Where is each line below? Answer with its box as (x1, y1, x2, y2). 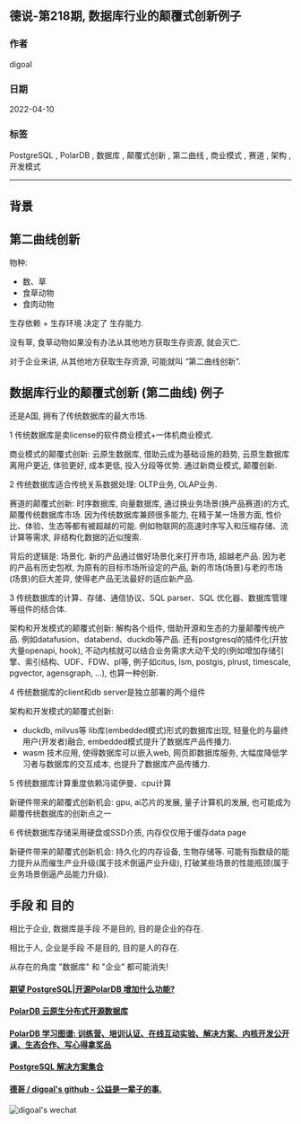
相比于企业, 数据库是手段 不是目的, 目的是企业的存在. (9, 924, 203, 934)
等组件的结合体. (9, 604, 67, 615)
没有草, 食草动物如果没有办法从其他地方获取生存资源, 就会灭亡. (9, 337, 240, 348)
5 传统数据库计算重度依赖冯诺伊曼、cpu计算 (9, 778, 172, 789)
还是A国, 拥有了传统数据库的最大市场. (9, 411, 148, 421)
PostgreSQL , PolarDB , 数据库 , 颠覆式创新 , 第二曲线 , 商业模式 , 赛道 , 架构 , (9, 150, 292, 161)
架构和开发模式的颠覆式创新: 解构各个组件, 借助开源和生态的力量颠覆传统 (9, 623, 278, 633)
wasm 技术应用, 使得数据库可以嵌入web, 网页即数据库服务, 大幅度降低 (21, 748, 280, 758)
